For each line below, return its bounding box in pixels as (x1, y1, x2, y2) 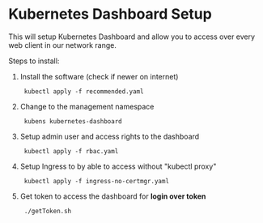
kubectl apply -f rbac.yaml (23, 147, 119, 155)
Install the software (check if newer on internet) (19, 71, 179, 81)
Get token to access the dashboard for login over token (19, 191, 206, 201)
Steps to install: (8, 56, 60, 66)
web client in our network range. (8, 40, 117, 49)
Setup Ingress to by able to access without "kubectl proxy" (19, 161, 217, 171)
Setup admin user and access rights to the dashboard (19, 131, 200, 141)
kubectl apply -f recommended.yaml (23, 87, 144, 96)
